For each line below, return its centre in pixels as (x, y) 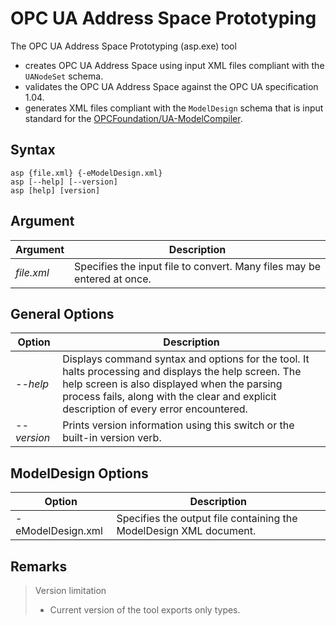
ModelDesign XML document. (186, 531)
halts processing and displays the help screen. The (182, 372)
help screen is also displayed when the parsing (172, 384)
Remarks (39, 566)
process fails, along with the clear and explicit (169, 397)
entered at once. (113, 279)
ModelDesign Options (79, 473)
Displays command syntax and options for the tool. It (186, 359)
